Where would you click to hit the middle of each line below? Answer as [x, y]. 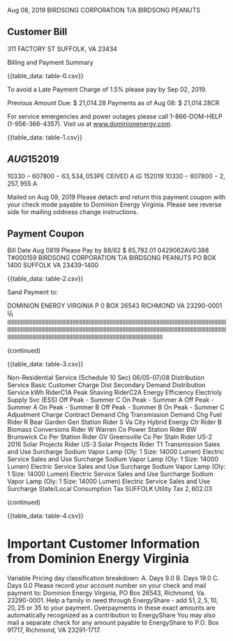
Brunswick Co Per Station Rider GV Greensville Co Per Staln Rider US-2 [110, 437]
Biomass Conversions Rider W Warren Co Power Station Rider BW [102, 430]
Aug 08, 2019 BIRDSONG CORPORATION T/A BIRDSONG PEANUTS [104, 10]
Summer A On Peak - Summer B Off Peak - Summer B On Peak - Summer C [116, 407]
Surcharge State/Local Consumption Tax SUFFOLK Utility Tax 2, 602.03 [110, 489]
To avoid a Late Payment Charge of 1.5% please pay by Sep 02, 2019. [107, 89]
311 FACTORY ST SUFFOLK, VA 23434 [62, 49]
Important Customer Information [104, 544]
